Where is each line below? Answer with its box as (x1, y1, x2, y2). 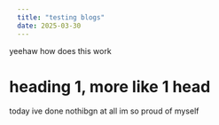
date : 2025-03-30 (17, 21, 82, 30)
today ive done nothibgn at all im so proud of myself (9, 105, 199, 116)
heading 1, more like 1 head (9, 76, 211, 97)
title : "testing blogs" (17, 12, 105, 22)
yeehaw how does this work (9, 45, 113, 56)
